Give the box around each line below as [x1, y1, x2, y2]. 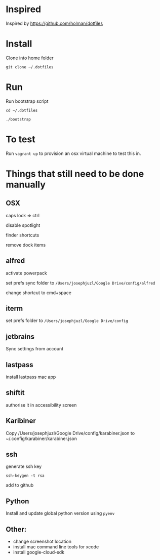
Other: [6, 525, 27, 534]
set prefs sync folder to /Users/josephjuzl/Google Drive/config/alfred [6, 279, 155, 286]
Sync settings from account [6, 346, 64, 352]
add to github [6, 482, 34, 488]
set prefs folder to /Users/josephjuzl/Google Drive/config [6, 317, 129, 324]
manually [6, 179, 46, 190]
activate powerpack [6, 270, 47, 276]
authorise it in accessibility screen [6, 402, 77, 408]
